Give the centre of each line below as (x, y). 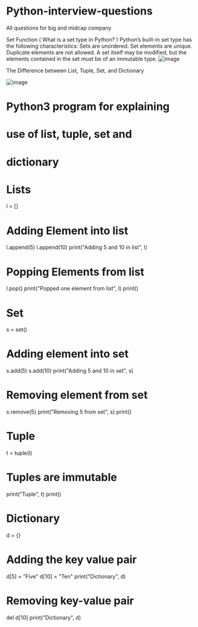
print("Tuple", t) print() (34, 494)
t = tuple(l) (19, 453)
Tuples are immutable (62, 477)
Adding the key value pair (72, 560)
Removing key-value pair (70, 601)
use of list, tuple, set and (69, 134)
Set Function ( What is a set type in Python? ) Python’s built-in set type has (99, 39)
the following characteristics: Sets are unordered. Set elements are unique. (99, 46)
